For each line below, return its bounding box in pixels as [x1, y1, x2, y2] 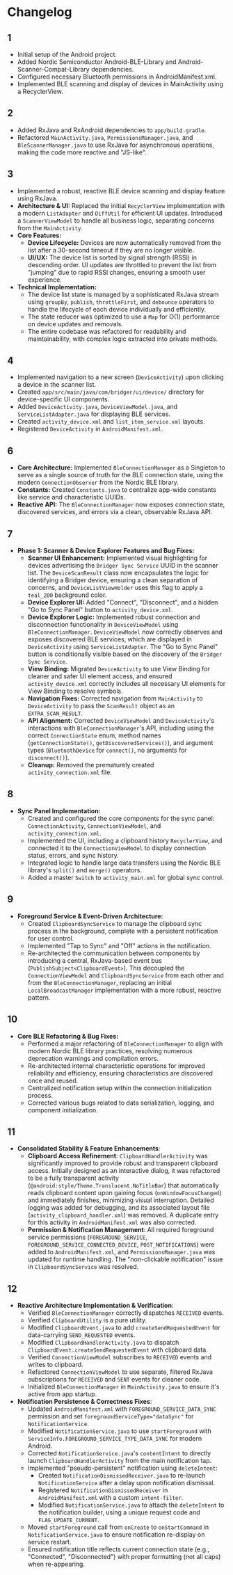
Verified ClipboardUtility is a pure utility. [27, 1316, 147, 1325]
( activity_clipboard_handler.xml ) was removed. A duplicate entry [27, 1211, 219, 1220]
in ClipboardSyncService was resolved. [27, 1263, 139, 1271]
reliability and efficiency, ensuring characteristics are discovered [27, 1069, 214, 1077]
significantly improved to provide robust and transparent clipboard [27, 1159, 218, 1167]
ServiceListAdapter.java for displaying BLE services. [17, 410, 171, 418]
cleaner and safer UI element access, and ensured [27, 672, 172, 680]
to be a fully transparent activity [27, 1174, 120, 1183]
